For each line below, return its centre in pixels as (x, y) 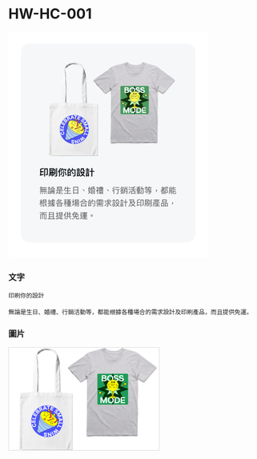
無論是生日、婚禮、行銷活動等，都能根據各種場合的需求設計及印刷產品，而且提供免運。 (131, 313)
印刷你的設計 (26, 296)
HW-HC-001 (50, 14)
